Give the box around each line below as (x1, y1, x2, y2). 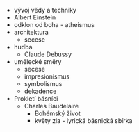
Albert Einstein (13, 13, 56, 22)
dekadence (24, 87, 57, 95)
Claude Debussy (24, 50, 72, 58)
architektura (13, 28, 49, 36)
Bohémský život (34, 109, 81, 117)
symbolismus (24, 80, 63, 88)
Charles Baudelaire (24, 102, 79, 110)
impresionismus (24, 72, 70, 81)
